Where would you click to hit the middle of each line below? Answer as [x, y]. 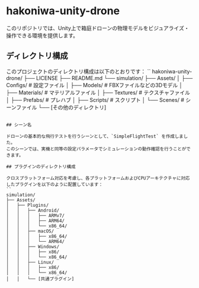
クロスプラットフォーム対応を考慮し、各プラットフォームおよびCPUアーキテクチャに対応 [98, 178]
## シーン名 [19, 125]
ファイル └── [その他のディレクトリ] [61, 107]
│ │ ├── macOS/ [30, 231]
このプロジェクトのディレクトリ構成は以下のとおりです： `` [78, 71]
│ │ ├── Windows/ [33, 247]
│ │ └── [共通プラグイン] [40, 279]
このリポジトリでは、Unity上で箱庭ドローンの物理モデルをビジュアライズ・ [98, 28]
